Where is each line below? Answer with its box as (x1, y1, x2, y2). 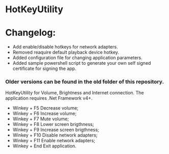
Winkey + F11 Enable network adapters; (12, 138, 96, 144)
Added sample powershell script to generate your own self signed (12, 60, 151, 66)
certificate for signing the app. (12, 65, 76, 72)
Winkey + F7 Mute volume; (12, 116, 69, 122)
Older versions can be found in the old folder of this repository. (5, 78, 164, 85)
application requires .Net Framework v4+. (5, 95, 93, 101)
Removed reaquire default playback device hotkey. (12, 49, 120, 56)
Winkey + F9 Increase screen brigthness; (12, 126, 99, 133)
